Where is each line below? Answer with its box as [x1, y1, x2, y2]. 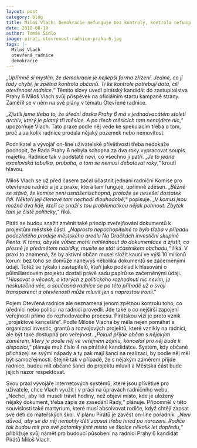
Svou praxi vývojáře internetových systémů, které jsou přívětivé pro [6, 380, 169, 387]
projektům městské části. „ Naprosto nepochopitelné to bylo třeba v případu [6, 226, 189, 233]
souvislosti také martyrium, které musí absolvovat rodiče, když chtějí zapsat [6, 404, 189, 412]
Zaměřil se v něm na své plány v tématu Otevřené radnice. [6, 99, 147, 106]
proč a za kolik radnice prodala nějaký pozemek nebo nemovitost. [6, 129, 165, 136]
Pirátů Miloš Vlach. [6, 436, 52, 443]
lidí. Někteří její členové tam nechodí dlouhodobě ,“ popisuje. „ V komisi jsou [6, 195, 187, 203]
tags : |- [6, 42, 28, 48]
